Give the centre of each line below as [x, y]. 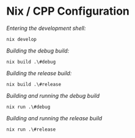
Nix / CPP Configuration [68, 11]
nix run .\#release [31, 129]
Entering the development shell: [46, 28]
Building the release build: [39, 73]
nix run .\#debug [28, 107]
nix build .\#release [34, 84]
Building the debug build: [38, 51]
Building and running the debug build [53, 95]
